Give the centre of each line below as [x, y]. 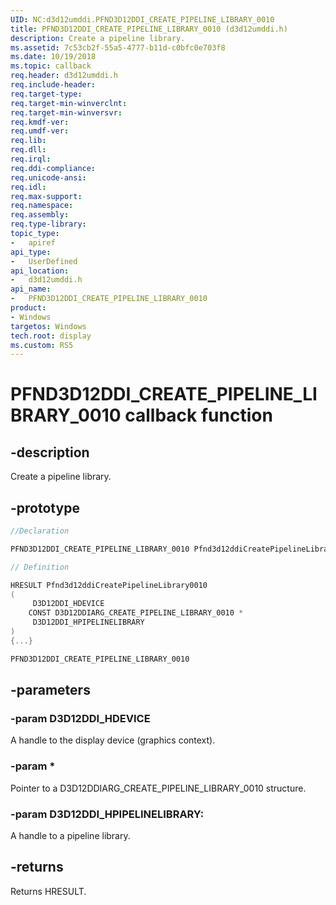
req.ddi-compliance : [53, 168]
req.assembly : [40, 215]
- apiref [33, 242]
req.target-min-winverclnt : [69, 103]
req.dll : [28, 150]
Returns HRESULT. [48, 891]
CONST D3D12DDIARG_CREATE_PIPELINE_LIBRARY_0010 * [136, 613]
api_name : [31, 289]
